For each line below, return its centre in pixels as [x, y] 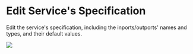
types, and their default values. [44, 33]
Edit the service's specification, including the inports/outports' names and [96, 27]
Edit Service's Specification [76, 11]
